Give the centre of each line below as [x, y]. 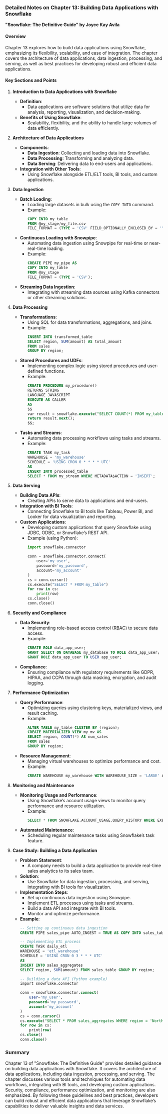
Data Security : [35, 622]
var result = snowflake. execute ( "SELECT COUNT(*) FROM [85, 414]
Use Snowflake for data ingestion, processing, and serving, [88, 881]
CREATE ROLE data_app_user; [56, 648]
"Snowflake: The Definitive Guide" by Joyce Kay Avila [62, 25]
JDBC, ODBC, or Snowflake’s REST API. [68, 533]
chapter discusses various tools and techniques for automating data [75, 1079]
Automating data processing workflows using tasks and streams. [94, 438]
